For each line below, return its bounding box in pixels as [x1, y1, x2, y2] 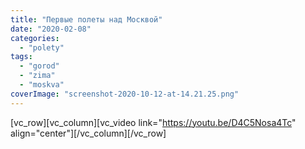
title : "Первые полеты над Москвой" [10, 14, 163, 25]
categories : [10, 33, 60, 43]
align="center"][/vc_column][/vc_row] [10, 127, 167, 139]
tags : [10, 52, 33, 62]
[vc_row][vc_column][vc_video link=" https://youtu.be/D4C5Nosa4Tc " [10, 116, 297, 128]
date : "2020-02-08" [10, 24, 92, 34]
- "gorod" [19, 61, 60, 71]
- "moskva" [19, 80, 65, 90]
